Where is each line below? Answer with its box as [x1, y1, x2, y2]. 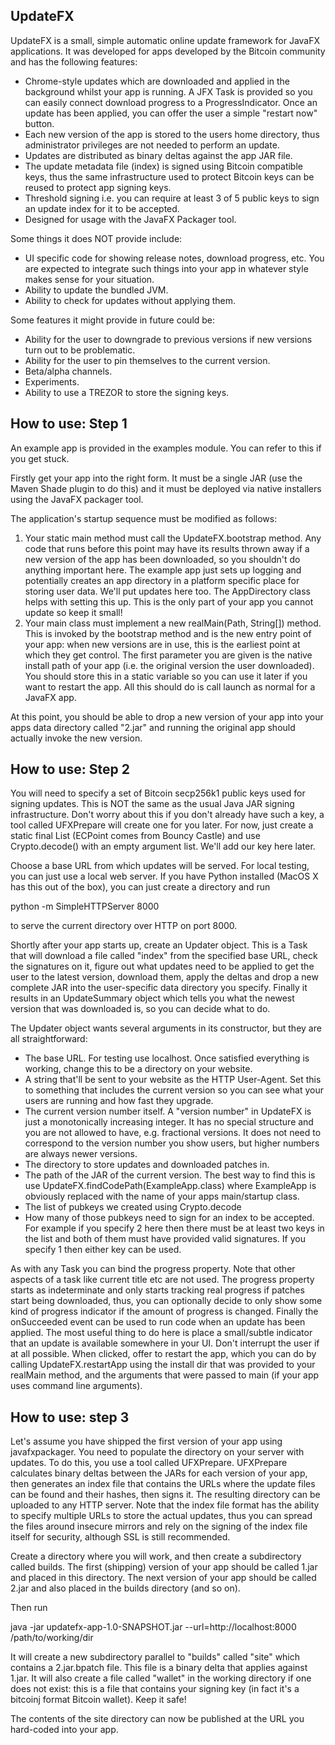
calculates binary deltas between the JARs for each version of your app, [10, 1467, 308, 1479]
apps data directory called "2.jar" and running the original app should [10, 721, 296, 733]
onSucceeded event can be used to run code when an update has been [10, 1316, 306, 1328]
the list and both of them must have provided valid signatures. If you [24, 1233, 306, 1245]
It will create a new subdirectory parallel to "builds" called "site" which [10, 1651, 301, 1663]
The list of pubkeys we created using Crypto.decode [24, 1201, 242, 1213]
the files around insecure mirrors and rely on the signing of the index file [10, 1520, 308, 1533]
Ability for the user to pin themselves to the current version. [24, 354, 271, 366]
